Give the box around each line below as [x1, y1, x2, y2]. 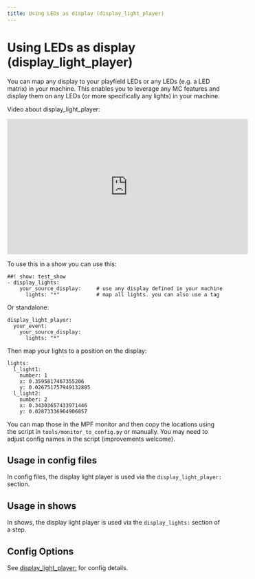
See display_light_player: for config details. [7, 564, 129, 571]
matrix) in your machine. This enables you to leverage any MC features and [7, 84, 220, 93]
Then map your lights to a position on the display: [7, 347, 147, 355]
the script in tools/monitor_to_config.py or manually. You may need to [7, 427, 208, 435]
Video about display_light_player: [7, 105, 101, 113]
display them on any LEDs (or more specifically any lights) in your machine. [7, 91, 220, 100]
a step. [7, 525, 27, 534]
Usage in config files [7, 455, 98, 466]
